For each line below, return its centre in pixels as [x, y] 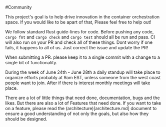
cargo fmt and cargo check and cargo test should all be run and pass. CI [80, 37]
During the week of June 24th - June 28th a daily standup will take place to [83, 72]
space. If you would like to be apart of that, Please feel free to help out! [78, 22]
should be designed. [26, 119]
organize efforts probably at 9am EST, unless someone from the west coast [83, 77]
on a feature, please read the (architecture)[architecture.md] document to [81, 108]
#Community [18, 7]
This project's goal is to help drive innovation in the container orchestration [82, 17]
